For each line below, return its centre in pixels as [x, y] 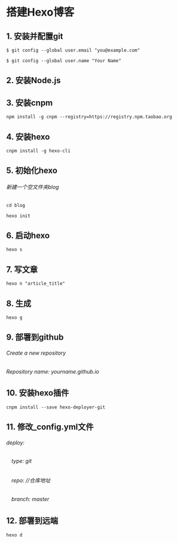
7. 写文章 [22, 269]
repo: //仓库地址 [31, 480]
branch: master [30, 499]
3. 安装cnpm [30, 103]
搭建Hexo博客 [40, 12]
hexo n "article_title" [36, 284]
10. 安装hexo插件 [38, 393]
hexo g [14, 318]
